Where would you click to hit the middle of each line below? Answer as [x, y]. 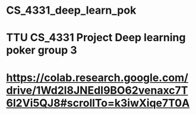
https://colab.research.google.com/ [97, 77]
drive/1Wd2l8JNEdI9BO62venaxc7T [97, 90]
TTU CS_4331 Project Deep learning [96, 38]
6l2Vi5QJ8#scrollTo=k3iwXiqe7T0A [98, 103]
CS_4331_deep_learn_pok [71, 10]
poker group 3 [42, 50]
